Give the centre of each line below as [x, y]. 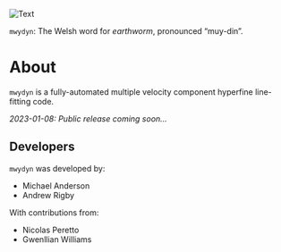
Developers [42, 147]
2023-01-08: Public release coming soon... [88, 118]
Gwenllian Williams [57, 239]
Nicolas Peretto [51, 230]
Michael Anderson [56, 185]
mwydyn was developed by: [57, 168]
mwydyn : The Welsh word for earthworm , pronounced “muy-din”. [126, 31]
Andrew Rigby [48, 195]
